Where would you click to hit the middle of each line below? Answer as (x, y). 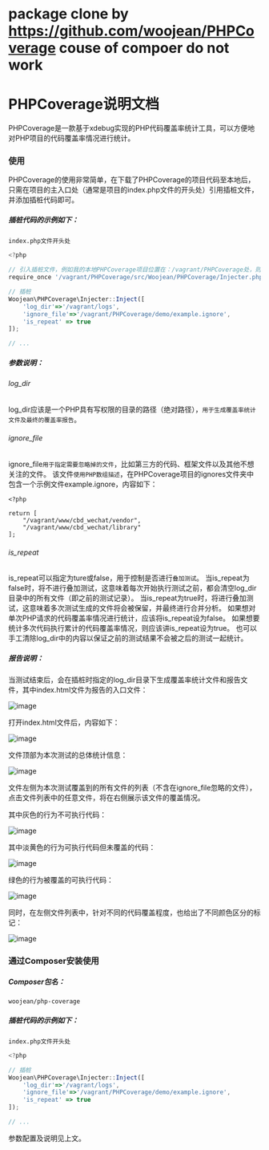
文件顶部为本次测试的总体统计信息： (68, 755)
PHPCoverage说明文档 (84, 104)
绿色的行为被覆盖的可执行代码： (61, 880)
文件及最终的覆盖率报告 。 (45, 419)
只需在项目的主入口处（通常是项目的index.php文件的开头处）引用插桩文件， (133, 190)
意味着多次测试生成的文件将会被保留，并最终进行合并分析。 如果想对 (143, 608)
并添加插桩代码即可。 (43, 200)
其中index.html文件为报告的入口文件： (85, 690)
